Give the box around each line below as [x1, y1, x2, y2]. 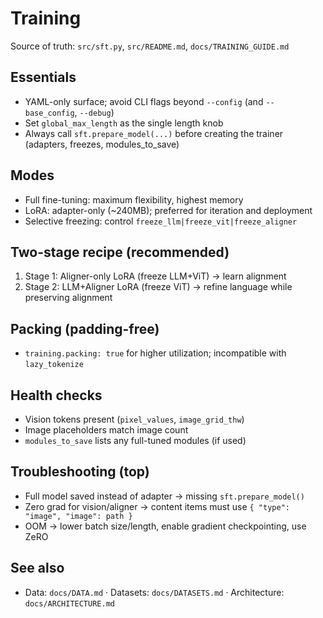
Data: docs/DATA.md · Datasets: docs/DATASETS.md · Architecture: [24, 586, 285, 598]
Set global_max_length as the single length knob [24, 117, 224, 129]
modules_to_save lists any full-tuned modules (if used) [24, 435, 247, 446]
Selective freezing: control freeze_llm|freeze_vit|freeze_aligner [24, 215, 298, 227]
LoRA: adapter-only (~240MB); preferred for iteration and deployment [24, 204, 313, 216]
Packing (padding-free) [10, 320, 160, 337]
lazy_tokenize [24, 360, 84, 370]
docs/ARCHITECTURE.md [24, 598, 115, 609]
